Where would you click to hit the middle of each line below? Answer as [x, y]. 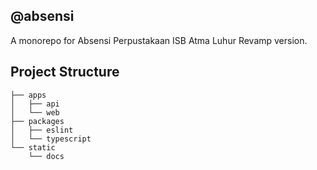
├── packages [37, 121]
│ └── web [35, 112]
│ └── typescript [51, 139]
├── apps [28, 95]
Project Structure [65, 72]
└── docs [46, 156]
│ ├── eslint [42, 130]
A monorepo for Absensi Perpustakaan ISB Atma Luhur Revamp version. [159, 40]
